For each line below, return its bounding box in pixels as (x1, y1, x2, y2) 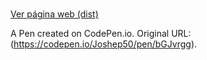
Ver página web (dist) (10, 8, 99, 20)
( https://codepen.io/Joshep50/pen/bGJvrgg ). (10, 38, 198, 50)
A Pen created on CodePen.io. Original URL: (10, 28, 192, 40)
